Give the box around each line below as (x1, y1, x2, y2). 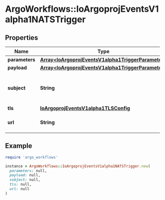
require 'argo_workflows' (5, 155, 58, 160)
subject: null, (9, 177, 41, 182)
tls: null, (9, 182, 32, 187)
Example (5, 142, 32, 150)
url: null (9, 187, 29, 192)
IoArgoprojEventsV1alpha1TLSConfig (40, 105, 130, 112)
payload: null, (9, 173, 41, 178)
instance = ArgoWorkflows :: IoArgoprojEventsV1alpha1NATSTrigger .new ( (5, 164, 151, 169)
